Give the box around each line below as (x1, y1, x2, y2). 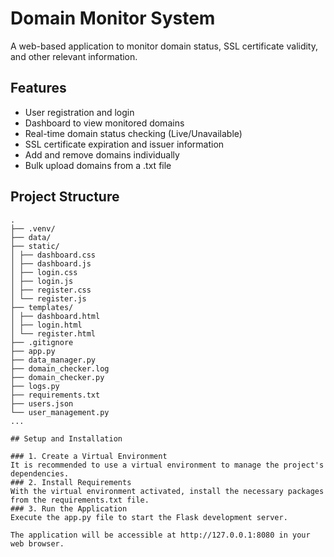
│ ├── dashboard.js (10, 258, 92, 269)
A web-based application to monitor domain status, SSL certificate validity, (10, 40, 319, 52)
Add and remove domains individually (24, 148, 180, 161)
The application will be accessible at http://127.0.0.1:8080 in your (10, 530, 311, 540)
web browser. (10, 538, 65, 549)
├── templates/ (10, 302, 74, 312)
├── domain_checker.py (10, 372, 105, 382)
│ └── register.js (10, 293, 87, 304)
